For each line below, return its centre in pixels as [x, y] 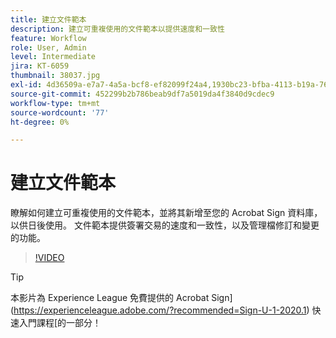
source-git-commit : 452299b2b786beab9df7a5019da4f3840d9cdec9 [142, 94]
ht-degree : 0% [40, 122]
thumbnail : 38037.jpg [55, 76]
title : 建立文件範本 [48, 19]
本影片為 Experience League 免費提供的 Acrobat [110, 298]
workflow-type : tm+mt [55, 103]
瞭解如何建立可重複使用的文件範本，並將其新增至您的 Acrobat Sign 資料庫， [166, 213]
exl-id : [26, 85]
